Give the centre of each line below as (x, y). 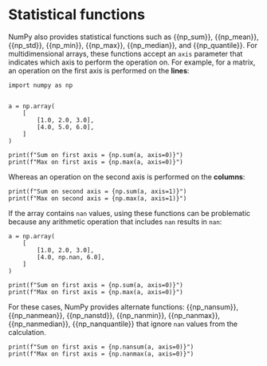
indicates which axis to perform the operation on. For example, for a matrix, (132, 62)
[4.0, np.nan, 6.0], (71, 257)
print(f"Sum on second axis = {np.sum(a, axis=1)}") (98, 191)
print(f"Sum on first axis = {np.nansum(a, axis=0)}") (101, 347)
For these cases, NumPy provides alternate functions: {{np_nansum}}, (124, 307)
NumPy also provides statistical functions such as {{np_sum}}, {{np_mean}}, (133, 37)
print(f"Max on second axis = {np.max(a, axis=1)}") (98, 198)
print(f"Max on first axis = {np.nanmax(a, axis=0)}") (101, 354)
